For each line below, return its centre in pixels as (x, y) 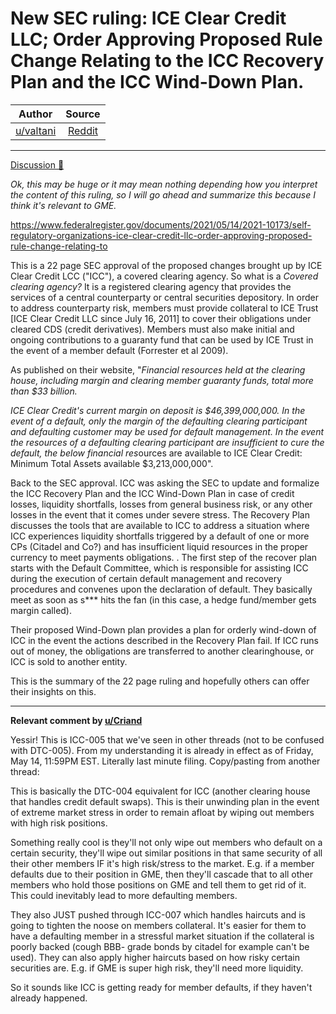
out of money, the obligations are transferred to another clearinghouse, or (162, 651)
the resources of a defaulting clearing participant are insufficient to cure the (167, 442)
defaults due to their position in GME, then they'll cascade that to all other (162, 874)
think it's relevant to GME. (63, 205)
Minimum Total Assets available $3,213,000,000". (112, 463)
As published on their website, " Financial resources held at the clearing (158, 369)
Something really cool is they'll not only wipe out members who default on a (166, 842)
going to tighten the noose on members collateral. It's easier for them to (158, 925)
